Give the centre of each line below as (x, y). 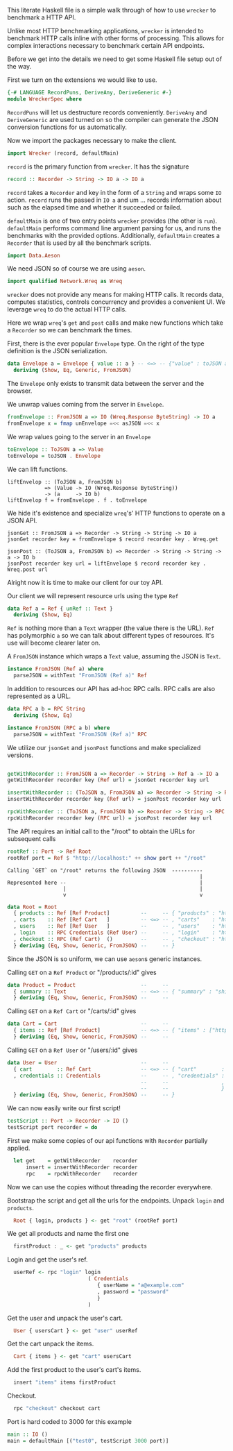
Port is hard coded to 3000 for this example (69, 1422)
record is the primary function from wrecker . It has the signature (98, 167)
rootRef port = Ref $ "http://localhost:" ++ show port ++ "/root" (107, 858)
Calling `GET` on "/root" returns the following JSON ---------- (105, 870)
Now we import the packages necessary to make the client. (92, 140)
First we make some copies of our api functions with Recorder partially (107, 1140)
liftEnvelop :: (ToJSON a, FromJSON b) (65, 482)
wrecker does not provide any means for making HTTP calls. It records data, (115, 295)
